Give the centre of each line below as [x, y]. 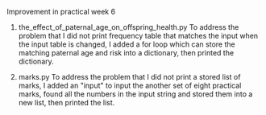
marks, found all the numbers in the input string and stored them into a [135, 94]
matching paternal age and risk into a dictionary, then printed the [126, 53]
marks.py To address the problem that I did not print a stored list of [129, 77]
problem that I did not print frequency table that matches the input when [138, 36]
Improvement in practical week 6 [61, 12]
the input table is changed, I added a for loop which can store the [127, 44]
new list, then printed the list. [66, 103]
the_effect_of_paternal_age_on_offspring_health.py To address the [129, 27]
